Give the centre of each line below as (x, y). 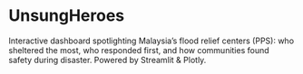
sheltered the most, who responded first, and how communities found (139, 50)
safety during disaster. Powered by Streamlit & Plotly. (108, 60)
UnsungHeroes (67, 16)
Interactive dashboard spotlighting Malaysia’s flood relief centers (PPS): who (151, 41)
